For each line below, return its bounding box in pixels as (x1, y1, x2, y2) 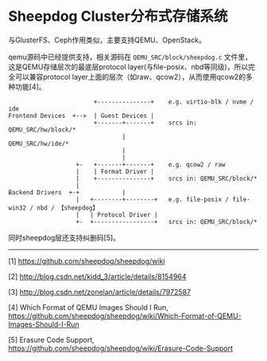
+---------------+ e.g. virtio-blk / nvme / (93, 97, 254, 106)
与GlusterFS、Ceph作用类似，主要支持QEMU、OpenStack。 (8, 35, 207, 45)
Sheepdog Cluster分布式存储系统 (8, 7, 228, 26)
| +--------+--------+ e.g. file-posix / (75, 195, 229, 203)
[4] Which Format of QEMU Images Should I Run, (8, 302, 168, 312)
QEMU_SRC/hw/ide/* (8, 139, 69, 147)
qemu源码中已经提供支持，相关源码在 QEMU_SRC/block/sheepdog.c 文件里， (8, 52, 253, 61)
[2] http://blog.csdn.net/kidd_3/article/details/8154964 (8, 272, 187, 281)
